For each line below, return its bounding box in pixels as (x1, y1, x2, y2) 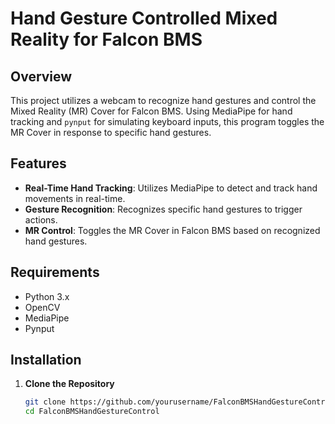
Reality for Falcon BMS (10, 28, 203, 51)
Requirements (10, 264, 100, 281)
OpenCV (24, 301, 61, 313)
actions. (24, 213, 58, 226)
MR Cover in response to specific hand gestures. (10, 127, 212, 138)
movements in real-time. (24, 192, 126, 204)
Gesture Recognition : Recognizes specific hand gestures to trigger (24, 203, 303, 215)
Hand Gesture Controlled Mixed (10, 7, 278, 30)
